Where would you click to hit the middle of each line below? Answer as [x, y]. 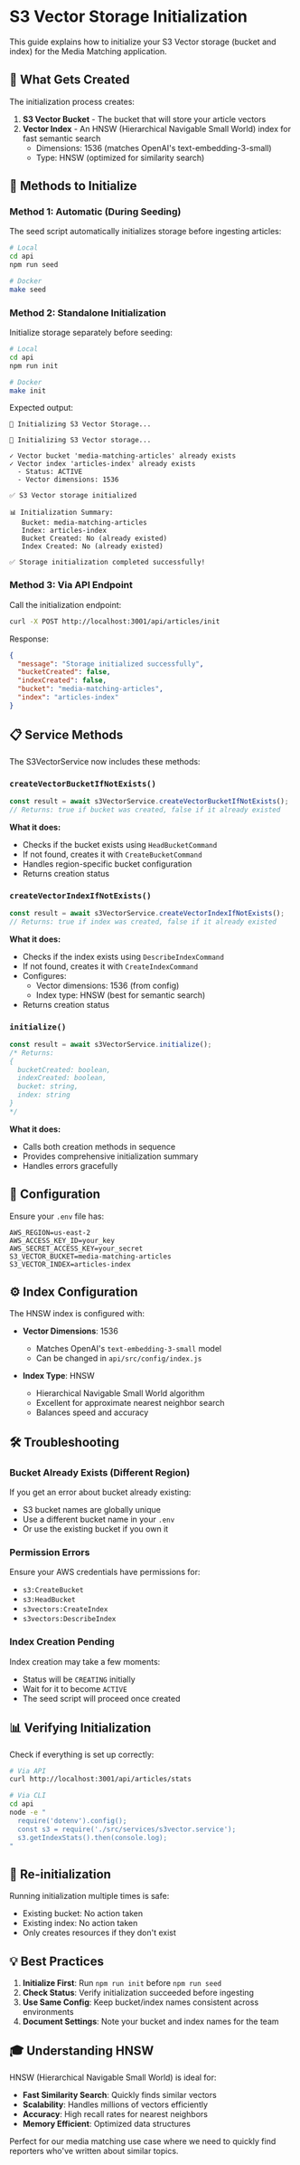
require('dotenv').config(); [72, 1820]
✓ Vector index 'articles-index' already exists [103, 464]
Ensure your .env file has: [57, 1216]
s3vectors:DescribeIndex [69, 1619]
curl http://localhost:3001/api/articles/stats [101, 1780]
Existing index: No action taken [80, 1923]
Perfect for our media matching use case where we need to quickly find [143, 2141]
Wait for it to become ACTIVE [75, 1688]
